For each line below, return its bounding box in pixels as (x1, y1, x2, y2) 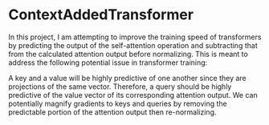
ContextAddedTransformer (8, 6, 194, 24)
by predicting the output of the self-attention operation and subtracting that (8, 40, 259, 50)
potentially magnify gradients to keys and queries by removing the (8, 99, 227, 108)
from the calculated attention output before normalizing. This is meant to (8, 49, 249, 58)
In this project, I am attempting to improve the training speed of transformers (8, 32, 262, 42)
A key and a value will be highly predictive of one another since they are (8, 73, 247, 83)
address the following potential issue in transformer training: (8, 58, 208, 67)
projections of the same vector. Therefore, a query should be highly (8, 82, 232, 91)
